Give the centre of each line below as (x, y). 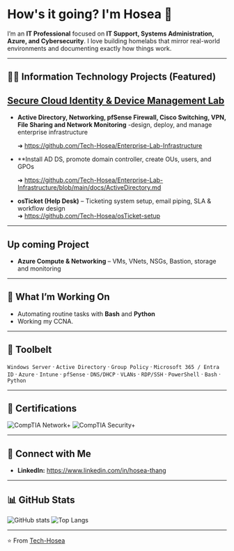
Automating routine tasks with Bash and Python (86, 314)
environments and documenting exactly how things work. (89, 48)
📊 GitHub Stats (41, 500)
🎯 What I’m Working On (58, 297)
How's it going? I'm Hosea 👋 (90, 14)
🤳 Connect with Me (49, 454)
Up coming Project (48, 244)
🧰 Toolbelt (30, 350)
